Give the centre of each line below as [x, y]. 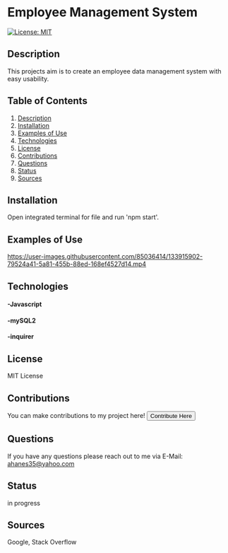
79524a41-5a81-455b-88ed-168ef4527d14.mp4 [77, 264]
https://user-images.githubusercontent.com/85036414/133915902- [105, 257]
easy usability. [28, 78]
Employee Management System [102, 12]
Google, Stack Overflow [42, 542]
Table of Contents [48, 101]
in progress [24, 503]
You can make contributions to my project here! [77, 415]
